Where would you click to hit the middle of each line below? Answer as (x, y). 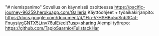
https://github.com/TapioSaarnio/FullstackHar (52, 28)
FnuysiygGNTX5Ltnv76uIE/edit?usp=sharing (51, 23)
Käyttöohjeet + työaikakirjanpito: (121, 12)
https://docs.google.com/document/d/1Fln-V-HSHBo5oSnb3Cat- (72, 18)
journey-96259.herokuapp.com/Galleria (46, 12)
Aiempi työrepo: (114, 23)
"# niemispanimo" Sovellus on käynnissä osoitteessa (59, 7)
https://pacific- (130, 7)
